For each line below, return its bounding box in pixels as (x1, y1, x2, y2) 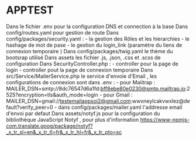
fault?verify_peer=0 (6, 104, 54, 111)
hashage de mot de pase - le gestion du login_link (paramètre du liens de (6, 42, 183, 49)
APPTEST (6, 4, 54, 17)
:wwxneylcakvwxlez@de (130, 97, 190, 104)
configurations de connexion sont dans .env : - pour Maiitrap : (6, 78, 156, 85)
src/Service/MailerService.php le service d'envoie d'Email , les (6, 73, 157, 80)
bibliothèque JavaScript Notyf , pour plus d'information (6, 116, 139, 123)
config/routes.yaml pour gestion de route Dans (6, 29, 119, 36)
